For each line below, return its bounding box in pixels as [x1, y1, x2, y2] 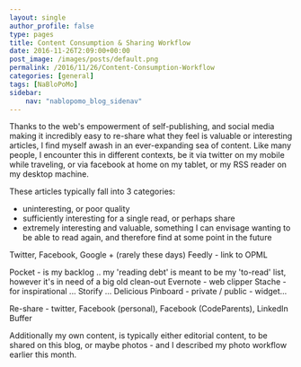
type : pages [9, 30, 54, 39]
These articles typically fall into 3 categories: [9, 186, 176, 197]
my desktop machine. [9, 169, 90, 179]
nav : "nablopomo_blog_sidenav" [25, 96, 143, 106]
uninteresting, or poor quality [22, 204, 130, 214]
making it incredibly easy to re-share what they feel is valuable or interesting [9, 131, 293, 142]
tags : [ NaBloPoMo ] [9, 80, 78, 89]
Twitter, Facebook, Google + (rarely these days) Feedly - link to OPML [9, 249, 268, 260]
